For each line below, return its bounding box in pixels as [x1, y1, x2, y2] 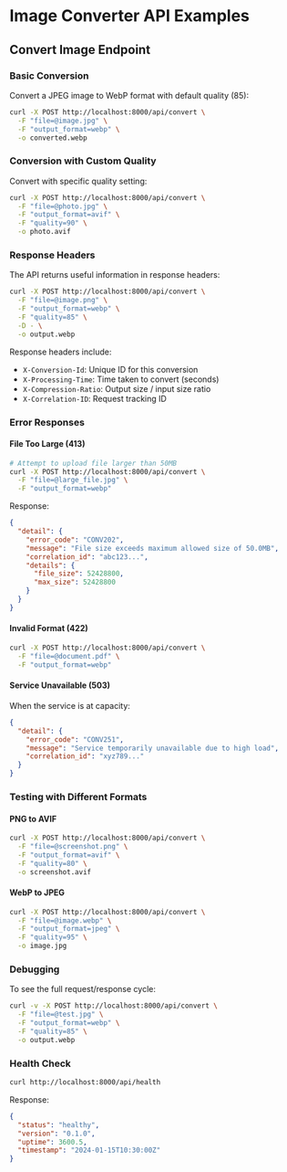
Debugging [9, 963, 60, 976]
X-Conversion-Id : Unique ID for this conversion [22, 364, 199, 375]
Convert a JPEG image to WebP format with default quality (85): [9, 90, 249, 100]
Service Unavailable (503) [9, 680, 111, 691]
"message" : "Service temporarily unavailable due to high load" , [26, 744, 280, 753]
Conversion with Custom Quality [9, 154, 157, 167]
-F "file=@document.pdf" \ [17, 651, 120, 660]
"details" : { [26, 561, 76, 570]
